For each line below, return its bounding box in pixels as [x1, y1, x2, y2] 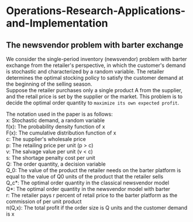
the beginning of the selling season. [6, 80, 92, 88]
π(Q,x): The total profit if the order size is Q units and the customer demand [6, 204, 188, 211]
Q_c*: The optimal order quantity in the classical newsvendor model [6, 179, 170, 186]
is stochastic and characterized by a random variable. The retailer [6, 68, 165, 75]
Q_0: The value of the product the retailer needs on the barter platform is [6, 167, 181, 174]
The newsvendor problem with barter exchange [6, 40, 184, 50]
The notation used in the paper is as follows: [6, 110, 113, 117]
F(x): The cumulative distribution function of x [6, 129, 116, 136]
